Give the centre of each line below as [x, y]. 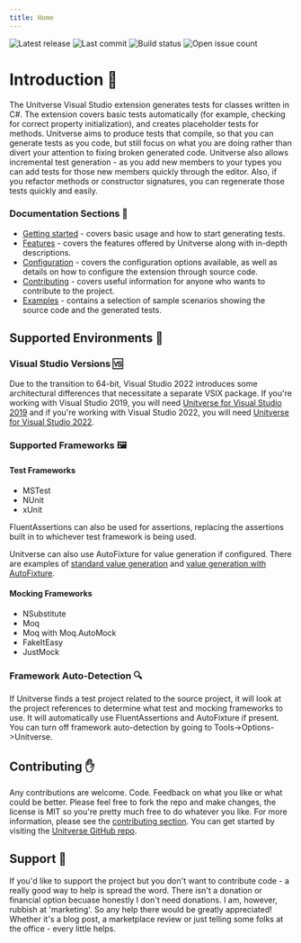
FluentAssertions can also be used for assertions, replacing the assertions [147, 526]
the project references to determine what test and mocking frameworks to [146, 708]
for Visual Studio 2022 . [52, 422]
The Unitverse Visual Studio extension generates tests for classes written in [150, 104]
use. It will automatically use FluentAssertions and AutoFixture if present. [145, 718]
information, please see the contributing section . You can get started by [142, 821]
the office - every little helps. [63, 929]
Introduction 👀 [64, 80]
